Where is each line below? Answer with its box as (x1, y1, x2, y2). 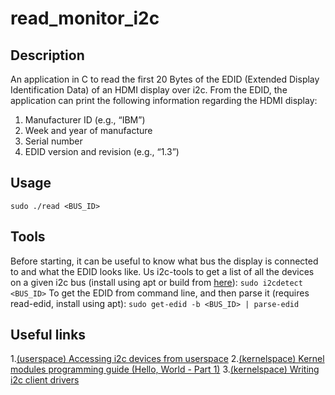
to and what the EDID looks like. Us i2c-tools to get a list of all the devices (10, 265, 315, 277)
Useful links (10, 327, 87, 344)
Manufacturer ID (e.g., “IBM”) (24, 114, 146, 126)
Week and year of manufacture (24, 125, 153, 136)
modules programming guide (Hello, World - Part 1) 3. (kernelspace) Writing (10, 363, 320, 376)
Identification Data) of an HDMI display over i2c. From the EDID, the (10, 84, 288, 96)
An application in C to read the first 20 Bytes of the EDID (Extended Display (10, 73, 320, 85)
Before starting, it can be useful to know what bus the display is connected (10, 255, 319, 267)
